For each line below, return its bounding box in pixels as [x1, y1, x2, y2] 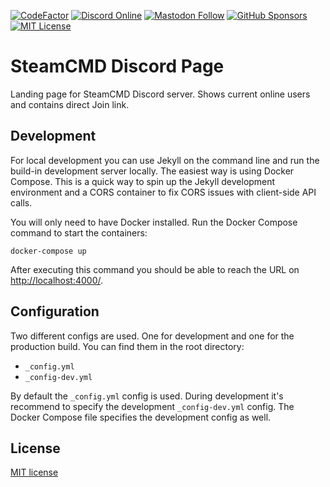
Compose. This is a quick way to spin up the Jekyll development [10, 175, 276, 187]
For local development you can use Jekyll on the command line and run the [10, 154, 320, 166]
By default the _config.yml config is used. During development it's [10, 390, 284, 402]
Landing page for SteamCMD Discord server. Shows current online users [10, 88, 311, 100]
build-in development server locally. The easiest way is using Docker [10, 165, 295, 177]
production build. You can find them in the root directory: [10, 340, 245, 352]
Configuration [10, 303, 100, 320]
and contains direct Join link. [10, 98, 130, 110]
